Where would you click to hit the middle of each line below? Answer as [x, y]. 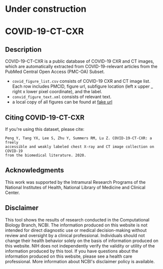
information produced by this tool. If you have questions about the [72, 251]
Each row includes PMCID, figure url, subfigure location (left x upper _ [82, 86]
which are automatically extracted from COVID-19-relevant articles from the [81, 67]
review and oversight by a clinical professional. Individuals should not [75, 235]
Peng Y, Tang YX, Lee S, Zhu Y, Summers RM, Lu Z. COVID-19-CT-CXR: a [79, 138]
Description [23, 49]
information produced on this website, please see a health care [69, 256]
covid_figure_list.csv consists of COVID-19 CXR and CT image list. [81, 81]
